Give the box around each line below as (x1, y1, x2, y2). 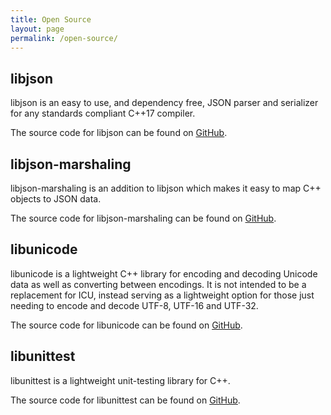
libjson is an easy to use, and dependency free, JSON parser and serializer (10, 97, 319, 109)
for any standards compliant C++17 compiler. (10, 107, 196, 120)
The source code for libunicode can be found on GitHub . (10, 319, 243, 331)
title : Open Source (10, 14, 92, 25)
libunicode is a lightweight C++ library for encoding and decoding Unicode (10, 267, 318, 280)
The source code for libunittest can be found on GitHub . (10, 394, 241, 406)
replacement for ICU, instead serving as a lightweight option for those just (10, 289, 315, 301)
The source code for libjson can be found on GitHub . (10, 127, 228, 139)
